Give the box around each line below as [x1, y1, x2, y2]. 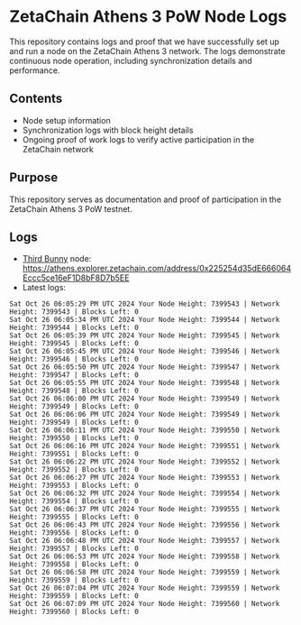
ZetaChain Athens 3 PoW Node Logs [9, 6, 287, 27]
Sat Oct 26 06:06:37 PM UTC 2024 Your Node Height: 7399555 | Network [9, 505, 280, 514]
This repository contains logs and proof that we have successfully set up [9, 36, 279, 47]
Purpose [9, 170, 59, 186]
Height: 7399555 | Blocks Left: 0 [9, 512, 140, 522]
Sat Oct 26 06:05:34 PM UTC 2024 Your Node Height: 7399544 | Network [9, 316, 280, 325]
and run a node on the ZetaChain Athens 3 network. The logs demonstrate [9, 45, 286, 56]
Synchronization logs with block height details [22, 124, 194, 135]
